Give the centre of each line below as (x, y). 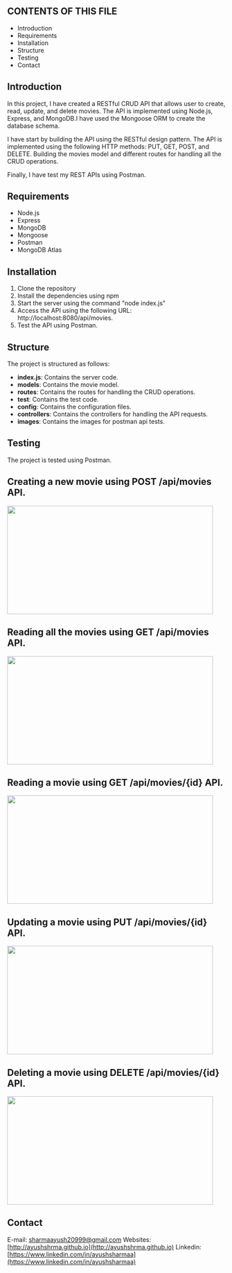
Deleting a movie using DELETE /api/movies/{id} (114, 1072)
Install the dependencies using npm (68, 296)
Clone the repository (46, 289)
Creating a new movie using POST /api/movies (109, 482)
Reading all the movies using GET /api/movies (108, 632)
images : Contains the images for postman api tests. (91, 422)
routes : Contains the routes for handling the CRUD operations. (106, 392)
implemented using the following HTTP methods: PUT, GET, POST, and (108, 146)
